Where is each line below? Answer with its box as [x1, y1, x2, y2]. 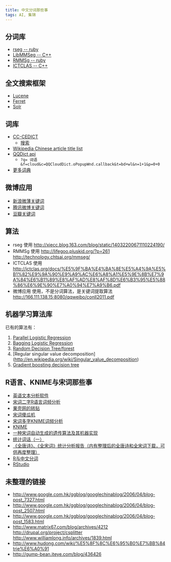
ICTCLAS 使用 [12, 260, 42, 266]
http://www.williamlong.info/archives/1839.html [12, 535, 112, 541]
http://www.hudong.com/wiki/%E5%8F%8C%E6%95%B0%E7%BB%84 [12, 541, 166, 546]
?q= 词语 [20, 157, 38, 162]
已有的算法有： [5, 325, 37, 331]
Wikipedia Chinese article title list [12, 145, 83, 152]
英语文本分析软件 [12, 393, 49, 399]
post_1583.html [12, 518, 44, 525]
